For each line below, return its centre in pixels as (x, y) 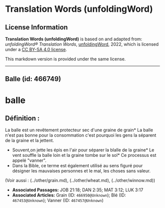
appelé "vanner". (29, 160)
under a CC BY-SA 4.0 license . (36, 49)
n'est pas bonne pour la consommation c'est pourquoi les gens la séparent (81, 135)
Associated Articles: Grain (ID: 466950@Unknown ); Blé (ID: (69, 195)
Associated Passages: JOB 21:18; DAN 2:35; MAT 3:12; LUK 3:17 (78, 190)
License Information (36, 27)
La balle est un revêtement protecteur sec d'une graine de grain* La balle (79, 130)
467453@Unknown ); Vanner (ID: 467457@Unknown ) (58, 201)
